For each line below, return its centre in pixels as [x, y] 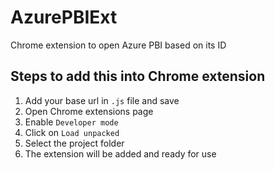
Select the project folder [74, 143]
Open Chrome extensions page [89, 111]
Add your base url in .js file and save [102, 100]
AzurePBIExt [64, 17]
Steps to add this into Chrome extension [138, 76]
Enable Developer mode [71, 122]
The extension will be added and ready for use [120, 153]
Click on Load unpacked [72, 132]
